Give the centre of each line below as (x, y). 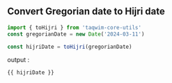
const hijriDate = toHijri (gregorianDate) (70, 47)
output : (18, 60)
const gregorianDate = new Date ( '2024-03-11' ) (76, 34)
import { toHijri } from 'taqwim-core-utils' (74, 27)
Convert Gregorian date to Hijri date (86, 12)
